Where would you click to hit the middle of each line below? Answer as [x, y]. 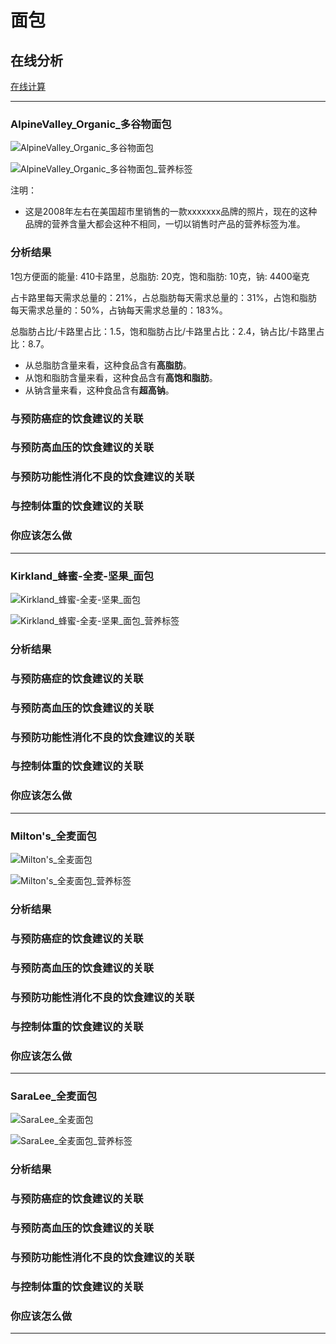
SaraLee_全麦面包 [54, 1096]
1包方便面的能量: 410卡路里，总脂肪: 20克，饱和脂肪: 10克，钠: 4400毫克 [160, 276]
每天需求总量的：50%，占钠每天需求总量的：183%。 [119, 310]
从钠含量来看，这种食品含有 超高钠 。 [99, 390]
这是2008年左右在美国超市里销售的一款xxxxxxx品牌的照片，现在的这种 [171, 212]
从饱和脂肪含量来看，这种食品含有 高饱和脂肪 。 [121, 377]
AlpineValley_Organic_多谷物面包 [91, 124]
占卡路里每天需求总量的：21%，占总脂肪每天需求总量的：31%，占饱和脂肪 [164, 297]
